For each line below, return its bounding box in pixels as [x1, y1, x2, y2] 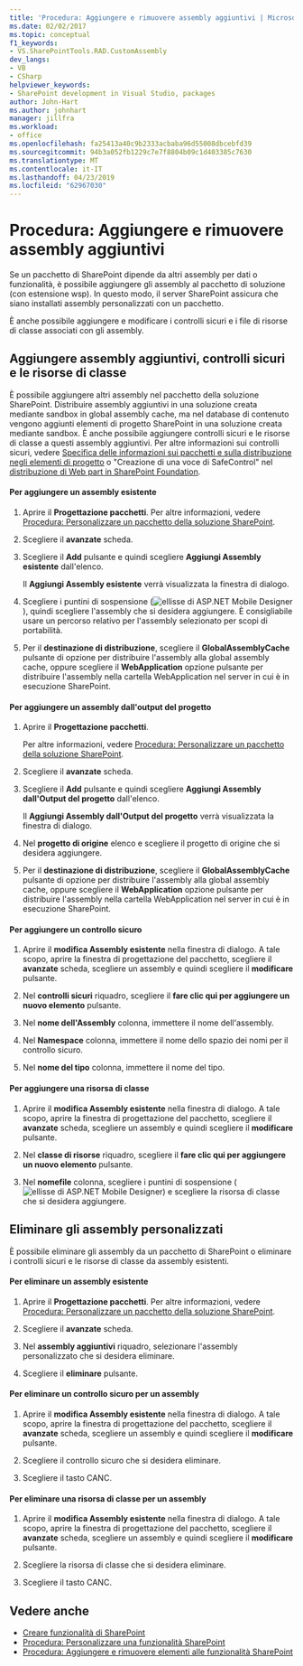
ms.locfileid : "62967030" [9, 182, 106, 191]
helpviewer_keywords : [9, 80, 91, 89]
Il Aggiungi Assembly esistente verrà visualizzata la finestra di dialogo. [22, 579, 290, 590]
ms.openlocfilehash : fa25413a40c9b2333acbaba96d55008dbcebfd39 [9, 139, 252, 148]
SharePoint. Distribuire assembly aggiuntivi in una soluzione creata [9, 398, 258, 409]
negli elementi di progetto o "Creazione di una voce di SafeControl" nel [9, 456, 273, 467]
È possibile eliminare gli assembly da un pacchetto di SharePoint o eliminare [9, 1246, 292, 1257]
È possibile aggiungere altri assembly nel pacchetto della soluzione [9, 389, 260, 400]
